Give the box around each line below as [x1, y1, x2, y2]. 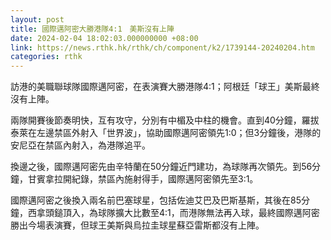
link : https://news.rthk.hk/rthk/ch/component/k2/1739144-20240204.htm [10, 42, 315, 53]
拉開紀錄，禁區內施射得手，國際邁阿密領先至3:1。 [53, 173, 259, 185]
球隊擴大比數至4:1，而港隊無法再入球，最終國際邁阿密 [97, 207, 320, 219]
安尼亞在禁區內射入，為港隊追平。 [10, 139, 151, 151]
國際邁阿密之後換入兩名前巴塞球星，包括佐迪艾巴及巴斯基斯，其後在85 [10, 194, 302, 206]
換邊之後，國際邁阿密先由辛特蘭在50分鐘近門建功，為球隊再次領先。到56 [10, 161, 313, 173]
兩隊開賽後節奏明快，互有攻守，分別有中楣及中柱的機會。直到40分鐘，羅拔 [10, 114, 320, 126]
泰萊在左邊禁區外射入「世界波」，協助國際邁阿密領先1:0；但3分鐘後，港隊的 [10, 127, 322, 139]
